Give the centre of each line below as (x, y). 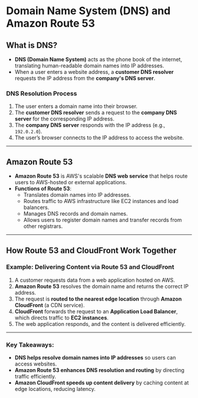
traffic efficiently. (35, 377)
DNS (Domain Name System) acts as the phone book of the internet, (98, 59)
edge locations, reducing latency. (55, 389)
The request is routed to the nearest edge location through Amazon (98, 299)
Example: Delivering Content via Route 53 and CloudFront (90, 267)
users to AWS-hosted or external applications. (71, 182)
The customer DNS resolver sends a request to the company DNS (96, 113)
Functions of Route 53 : (43, 189)
